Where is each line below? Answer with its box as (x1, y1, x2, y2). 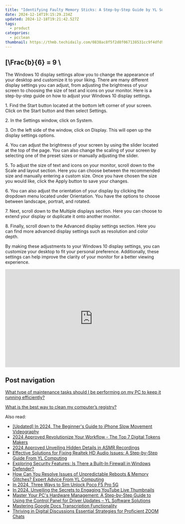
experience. (5, 259, 30, 265)
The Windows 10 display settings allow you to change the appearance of (5, 71, 155, 77)
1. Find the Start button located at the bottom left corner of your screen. (5, 102, 152, 108)
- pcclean (9, 35, 30, 40)
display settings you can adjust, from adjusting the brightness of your (5, 82, 148, 88)
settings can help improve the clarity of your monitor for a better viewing (5, 254, 155, 260)
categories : (5, 30, 30, 35)
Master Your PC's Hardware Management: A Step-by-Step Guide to (12, 492, 151, 499)
